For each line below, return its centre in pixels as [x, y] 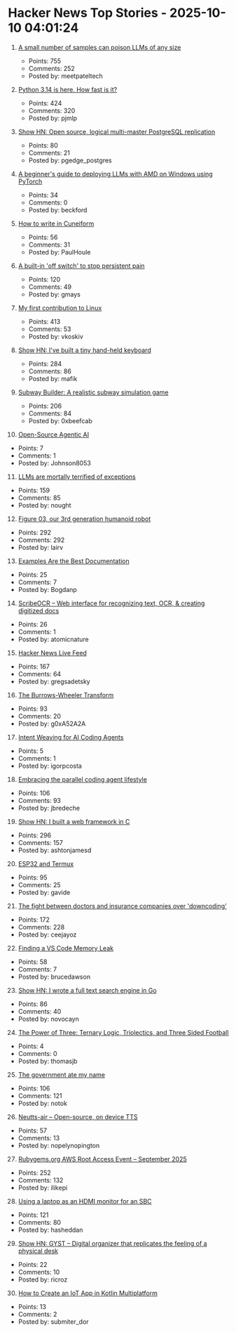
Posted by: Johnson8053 [55, 463]
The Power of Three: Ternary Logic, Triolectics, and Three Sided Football [123, 1032]
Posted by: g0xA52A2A [52, 723]
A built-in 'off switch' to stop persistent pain [82, 266]
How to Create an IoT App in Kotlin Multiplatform [88, 1293]
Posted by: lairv [41, 547]
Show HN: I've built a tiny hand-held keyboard [84, 350]
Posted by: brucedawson [54, 977]
